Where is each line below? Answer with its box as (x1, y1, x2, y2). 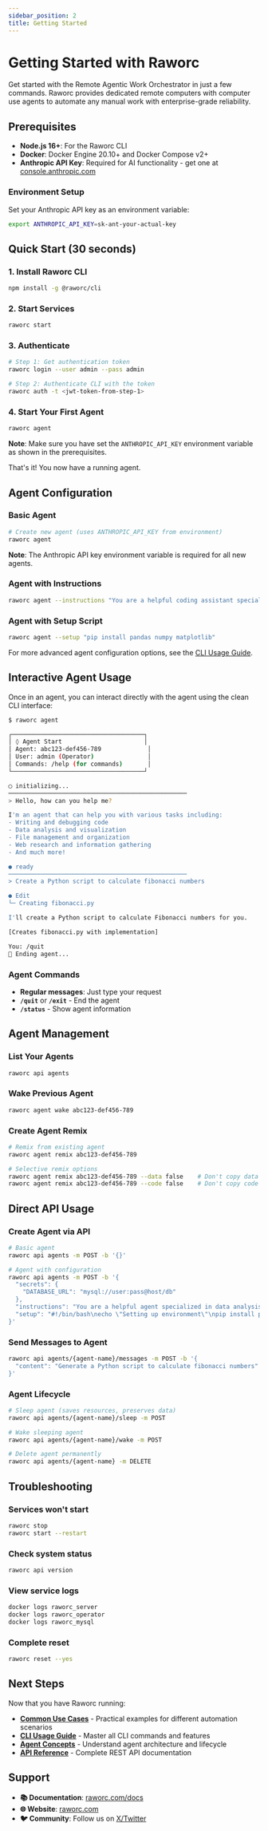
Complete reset (8, 1637, 69, 1648)
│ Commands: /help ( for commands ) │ (8, 760, 152, 769)
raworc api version (8, 1566, 73, 1574)
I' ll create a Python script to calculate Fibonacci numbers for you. (8, 914, 248, 922)
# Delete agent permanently (8, 1450, 102, 1458)
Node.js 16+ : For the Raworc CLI (19, 141, 128, 151)
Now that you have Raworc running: (8, 1698, 126, 1708)
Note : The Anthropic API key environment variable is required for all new (8, 550, 246, 560)
